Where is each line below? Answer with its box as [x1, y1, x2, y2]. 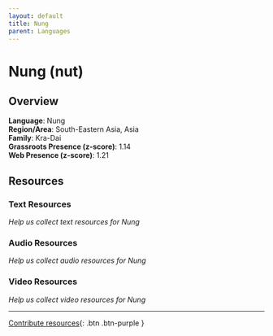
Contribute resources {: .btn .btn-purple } [8, 318, 145, 328]
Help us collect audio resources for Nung [8, 255, 146, 265]
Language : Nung [8, 116, 66, 126]
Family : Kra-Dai [8, 133, 62, 143]
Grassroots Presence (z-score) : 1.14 [8, 142, 132, 151]
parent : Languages [8, 27, 71, 35]
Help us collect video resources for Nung [8, 295, 146, 304]
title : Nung [8, 20, 49, 28]
